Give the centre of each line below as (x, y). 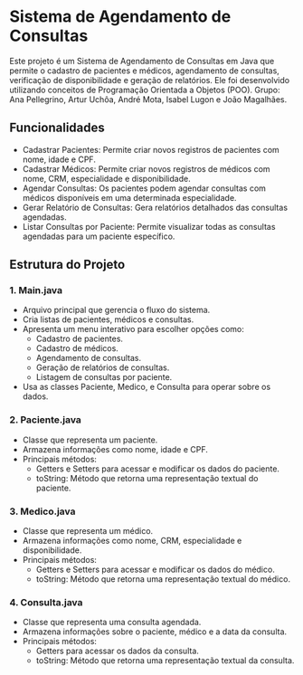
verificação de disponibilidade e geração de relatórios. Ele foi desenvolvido (150, 80)
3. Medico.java (43, 511)
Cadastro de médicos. (77, 348)
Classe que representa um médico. (88, 531)
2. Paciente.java (45, 420)
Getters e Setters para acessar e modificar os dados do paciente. (158, 469)
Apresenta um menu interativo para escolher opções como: (133, 329)
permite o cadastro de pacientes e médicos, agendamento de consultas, (145, 71)
